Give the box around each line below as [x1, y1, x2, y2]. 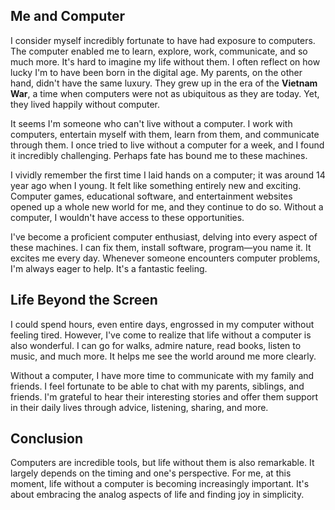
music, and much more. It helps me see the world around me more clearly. [10, 350, 317, 362]
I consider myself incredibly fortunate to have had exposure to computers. [10, 34, 316, 46]
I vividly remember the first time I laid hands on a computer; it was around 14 [10, 169, 326, 181]
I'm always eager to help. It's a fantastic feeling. [10, 262, 208, 274]
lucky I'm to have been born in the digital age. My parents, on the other [10, 66, 303, 78]
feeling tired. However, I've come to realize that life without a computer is [10, 329, 312, 341]
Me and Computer [10, 8, 125, 25]
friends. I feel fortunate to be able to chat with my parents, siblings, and [10, 380, 305, 392]
